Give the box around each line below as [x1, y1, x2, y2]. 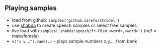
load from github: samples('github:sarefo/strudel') [11, 17, 120, 23]
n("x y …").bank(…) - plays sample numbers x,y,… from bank [11, 38, 137, 44]
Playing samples [4, 4, 57, 12]
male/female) [11, 33, 39, 39]
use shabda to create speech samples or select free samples [11, 22, 137, 28]
